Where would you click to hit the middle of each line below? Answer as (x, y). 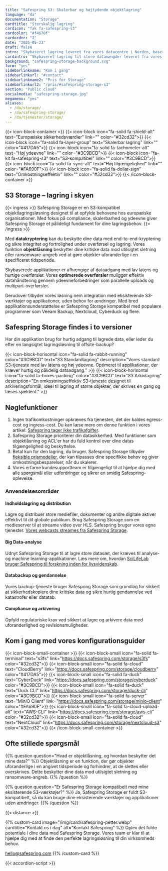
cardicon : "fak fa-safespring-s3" (41, 29)
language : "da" (21, 15)
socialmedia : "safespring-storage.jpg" (47, 94)
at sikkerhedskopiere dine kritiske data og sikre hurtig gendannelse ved (79, 592)
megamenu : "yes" (22, 98)
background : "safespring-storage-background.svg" (58, 61)
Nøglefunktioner (31, 407)
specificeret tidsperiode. (30, 260)
